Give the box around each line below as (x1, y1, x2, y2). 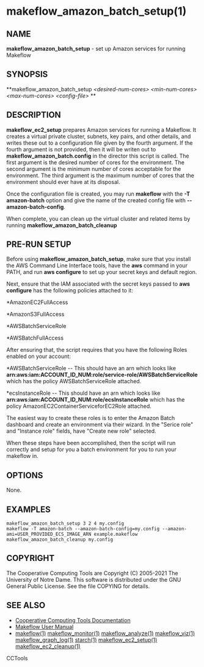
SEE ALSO (6, 600, 46, 611)
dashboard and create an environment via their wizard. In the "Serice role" (6, 421, 194, 429)
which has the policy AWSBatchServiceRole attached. (6, 378, 142, 385)
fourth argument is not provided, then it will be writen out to (6, 145, 156, 153)
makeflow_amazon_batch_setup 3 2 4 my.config (6, 520, 124, 527)
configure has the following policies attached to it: (6, 287, 133, 294)
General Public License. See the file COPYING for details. (6, 582, 150, 590)
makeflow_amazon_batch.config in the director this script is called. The (6, 152, 189, 159)
